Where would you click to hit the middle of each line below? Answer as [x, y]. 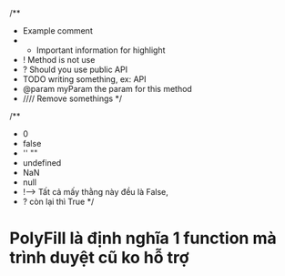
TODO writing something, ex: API [84, 79]
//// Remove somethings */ [72, 98]
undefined [42, 163]
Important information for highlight [101, 50]
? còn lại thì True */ [58, 201]
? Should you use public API [75, 69]
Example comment [57, 31]
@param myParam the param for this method [107, 89]
